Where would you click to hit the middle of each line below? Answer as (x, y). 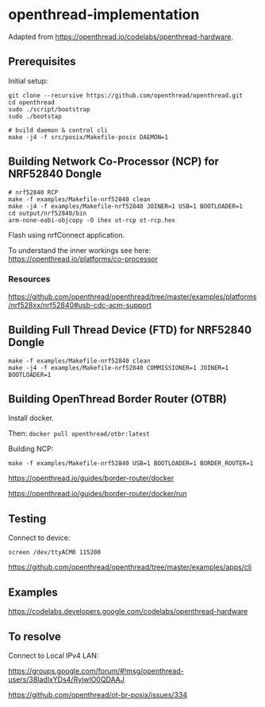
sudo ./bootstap (35, 116)
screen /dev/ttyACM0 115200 (55, 553)
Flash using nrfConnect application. (67, 235)
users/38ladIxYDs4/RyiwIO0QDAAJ (67, 679)
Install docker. (31, 418)
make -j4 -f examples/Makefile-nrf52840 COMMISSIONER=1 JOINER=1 (118, 367)
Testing (27, 519)
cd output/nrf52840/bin (48, 213)
